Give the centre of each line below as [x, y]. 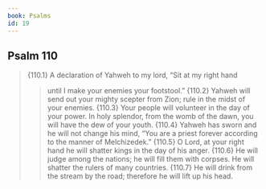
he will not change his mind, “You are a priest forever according [152, 134]
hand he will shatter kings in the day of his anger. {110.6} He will [153, 150]
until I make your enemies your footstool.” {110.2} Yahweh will [149, 91]
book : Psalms [29, 16]
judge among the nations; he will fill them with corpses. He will [151, 159]
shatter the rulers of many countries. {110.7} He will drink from [150, 168]
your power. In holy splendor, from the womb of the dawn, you [150, 117]
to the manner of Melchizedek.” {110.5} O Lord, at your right [145, 142]
